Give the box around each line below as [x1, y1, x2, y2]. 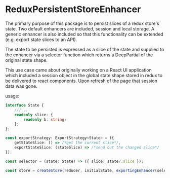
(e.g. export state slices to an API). [5, 37, 77, 43]
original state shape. [5, 57, 48, 63]
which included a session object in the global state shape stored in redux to [5, 72, 163, 78]
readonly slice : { [14, 112, 53, 117]
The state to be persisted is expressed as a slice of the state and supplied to [5, 46, 164, 52]
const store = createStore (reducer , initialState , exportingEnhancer [5, 168, 155, 173]
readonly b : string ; [23, 117, 67, 122]
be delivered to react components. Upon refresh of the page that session [5, 78, 158, 84]
